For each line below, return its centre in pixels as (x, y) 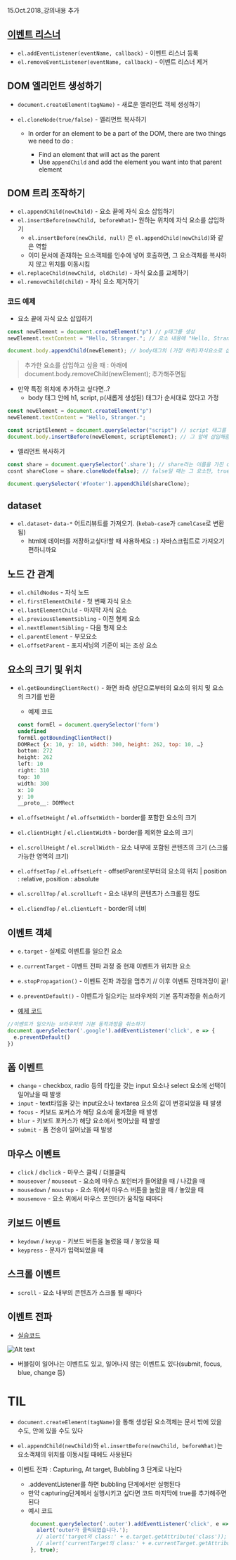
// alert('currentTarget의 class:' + (91, 1543)
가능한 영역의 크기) (43, 856)
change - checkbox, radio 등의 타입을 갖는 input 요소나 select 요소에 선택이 (122, 1086)
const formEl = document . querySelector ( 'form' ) (88, 724)
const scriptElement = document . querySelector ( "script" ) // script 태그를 (117, 430)
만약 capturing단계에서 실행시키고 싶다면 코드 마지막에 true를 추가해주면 (127, 1492)
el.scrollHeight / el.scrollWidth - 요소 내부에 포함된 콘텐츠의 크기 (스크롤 (123, 848)
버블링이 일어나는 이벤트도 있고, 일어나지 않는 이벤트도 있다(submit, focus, (120, 1364)
